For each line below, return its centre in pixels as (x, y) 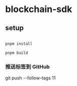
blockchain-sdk (39, 9)
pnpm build (17, 53)
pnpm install (19, 44)
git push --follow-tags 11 (30, 78)
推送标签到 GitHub (28, 66)
